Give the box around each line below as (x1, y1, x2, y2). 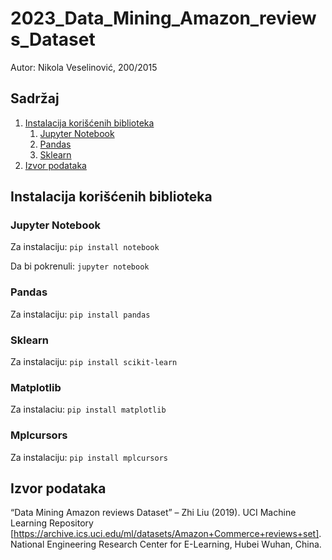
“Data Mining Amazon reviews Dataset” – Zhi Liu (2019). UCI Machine (10, 507, 297, 519)
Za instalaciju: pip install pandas (10, 308, 151, 320)
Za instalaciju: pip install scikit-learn (10, 356, 178, 368)
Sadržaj (10, 90, 60, 107)
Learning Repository (10, 517, 94, 529)
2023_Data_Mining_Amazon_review (10, 7, 317, 30)
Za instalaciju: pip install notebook (10, 241, 160, 253)
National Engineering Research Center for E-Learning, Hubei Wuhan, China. (10, 538, 322, 551)
